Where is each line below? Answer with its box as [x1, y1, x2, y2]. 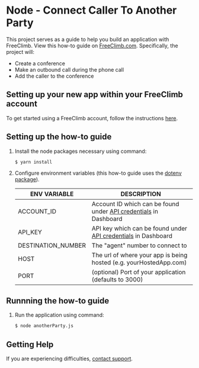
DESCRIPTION [120, 190, 161, 199]
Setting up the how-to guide [6, 132, 112, 142]
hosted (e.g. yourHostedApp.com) [91, 258, 187, 267]
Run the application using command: [14, 312, 105, 319]
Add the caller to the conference [14, 72, 94, 79]
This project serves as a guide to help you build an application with [6, 36, 169, 43]
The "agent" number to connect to [91, 241, 188, 249]
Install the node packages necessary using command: [14, 148, 147, 155]
